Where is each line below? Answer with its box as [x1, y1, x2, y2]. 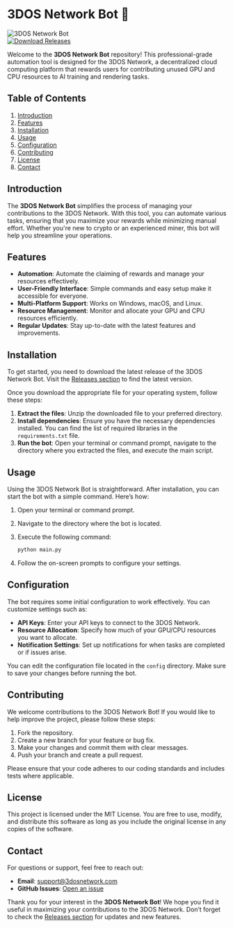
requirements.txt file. [17, 432, 80, 440]
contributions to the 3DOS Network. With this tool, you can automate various [7, 209, 227, 217]
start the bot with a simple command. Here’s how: [7, 492, 150, 501]
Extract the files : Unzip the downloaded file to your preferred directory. [17, 409, 223, 418]
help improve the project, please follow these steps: [7, 715, 156, 723]
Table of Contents [7, 93, 87, 104]
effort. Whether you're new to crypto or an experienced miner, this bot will [7, 223, 220, 232]
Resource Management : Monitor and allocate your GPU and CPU [17, 306, 205, 315]
